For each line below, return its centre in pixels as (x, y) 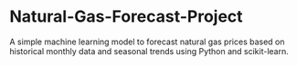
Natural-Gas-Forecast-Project (127, 17)
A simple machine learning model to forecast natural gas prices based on (147, 42)
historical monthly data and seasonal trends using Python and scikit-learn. (149, 51)
